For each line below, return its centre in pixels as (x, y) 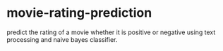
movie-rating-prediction (79, 13)
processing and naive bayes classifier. (62, 39)
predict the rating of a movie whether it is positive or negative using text (111, 32)
